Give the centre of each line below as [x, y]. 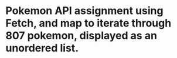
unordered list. [42, 48]
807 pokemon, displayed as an [81, 36]
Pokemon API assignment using [84, 11]
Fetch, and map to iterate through [88, 23]
